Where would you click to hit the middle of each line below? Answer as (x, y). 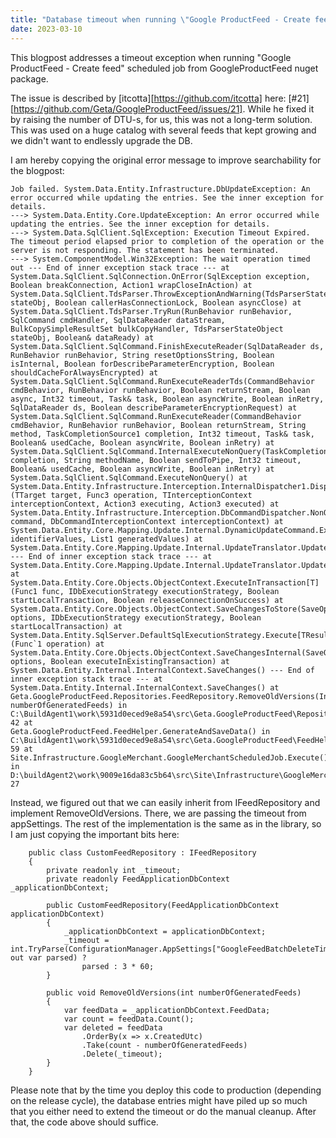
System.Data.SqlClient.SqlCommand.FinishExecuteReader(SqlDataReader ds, (167, 346)
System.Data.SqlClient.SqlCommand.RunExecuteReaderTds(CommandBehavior (162, 381)
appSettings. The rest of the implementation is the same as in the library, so (166, 823)
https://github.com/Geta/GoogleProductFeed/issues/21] (128, 108)
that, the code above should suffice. (84, 1122)
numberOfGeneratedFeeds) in (69, 705)
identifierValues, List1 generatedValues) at (106, 539)
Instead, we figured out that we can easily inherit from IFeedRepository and (165, 802)
